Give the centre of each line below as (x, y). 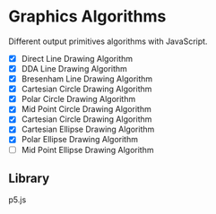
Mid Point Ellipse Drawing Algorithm (87, 150)
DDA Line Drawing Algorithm (74, 68)
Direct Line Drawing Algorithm (77, 58)
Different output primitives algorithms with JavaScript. (108, 41)
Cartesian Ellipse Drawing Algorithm (88, 129)
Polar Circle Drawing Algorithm (78, 99)
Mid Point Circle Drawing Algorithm (86, 109)
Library (29, 178)
